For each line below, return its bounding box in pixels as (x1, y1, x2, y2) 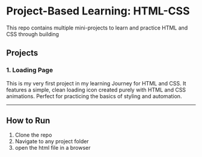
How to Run (6, 115, 50, 126)
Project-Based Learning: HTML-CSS (6, 4, 191, 18)
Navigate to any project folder (14, 138, 89, 145)
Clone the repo (14, 131, 52, 139)
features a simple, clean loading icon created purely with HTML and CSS (6, 86, 186, 93)
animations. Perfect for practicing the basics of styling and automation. (6, 92, 182, 100)
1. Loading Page (6, 66, 53, 75)
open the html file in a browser (14, 144, 91, 152)
